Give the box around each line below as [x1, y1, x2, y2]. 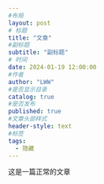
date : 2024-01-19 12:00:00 [8, 63, 97, 71]
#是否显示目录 [8, 85, 47, 94]
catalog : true [8, 93, 55, 101]
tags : [8, 136, 26, 145]
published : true [8, 108, 61, 116]
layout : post [8, 19, 51, 27]
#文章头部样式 [8, 115, 47, 123]
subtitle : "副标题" [8, 48, 69, 56]
